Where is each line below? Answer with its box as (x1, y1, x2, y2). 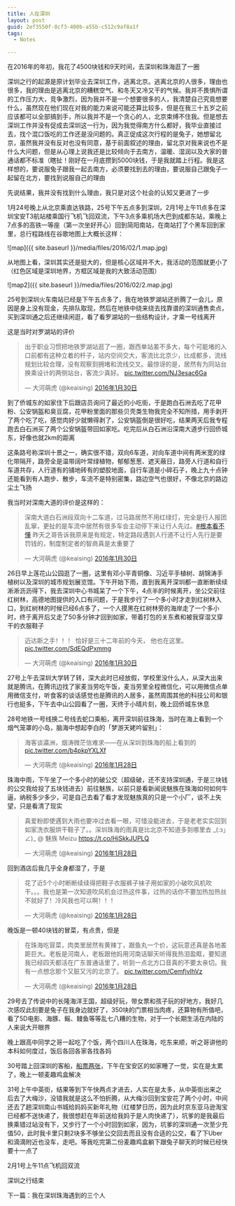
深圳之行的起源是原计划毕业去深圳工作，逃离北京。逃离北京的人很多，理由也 (7, 78, 228, 86)
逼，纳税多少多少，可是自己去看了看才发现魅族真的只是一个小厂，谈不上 (7, 793, 215, 801)
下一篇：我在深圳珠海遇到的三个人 (7, 1191, 106, 1200)
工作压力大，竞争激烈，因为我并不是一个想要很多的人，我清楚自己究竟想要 (13, 95, 228, 104)
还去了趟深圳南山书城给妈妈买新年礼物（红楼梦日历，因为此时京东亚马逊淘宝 (7, 1103, 228, 1112)
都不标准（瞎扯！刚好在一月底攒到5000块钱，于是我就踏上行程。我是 (19, 156, 219, 164)
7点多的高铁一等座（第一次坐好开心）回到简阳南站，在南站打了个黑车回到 (7, 221, 219, 230)
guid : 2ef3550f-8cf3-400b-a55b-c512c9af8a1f (7, 23, 139, 30)
